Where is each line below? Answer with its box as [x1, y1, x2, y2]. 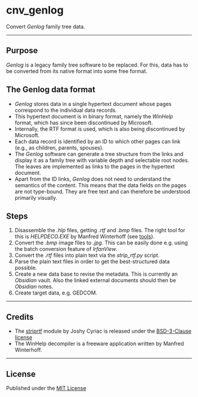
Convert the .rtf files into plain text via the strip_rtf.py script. [14, 252, 160, 259]
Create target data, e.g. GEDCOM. [14, 289, 97, 296]
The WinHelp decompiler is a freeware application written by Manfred [14, 340, 184, 348]
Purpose [6, 45, 38, 56]
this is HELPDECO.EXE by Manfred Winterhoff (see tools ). [14, 233, 155, 240]
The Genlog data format [6, 85, 95, 95]
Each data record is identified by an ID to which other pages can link [14, 138, 181, 145]
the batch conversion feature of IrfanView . [14, 246, 118, 253]
